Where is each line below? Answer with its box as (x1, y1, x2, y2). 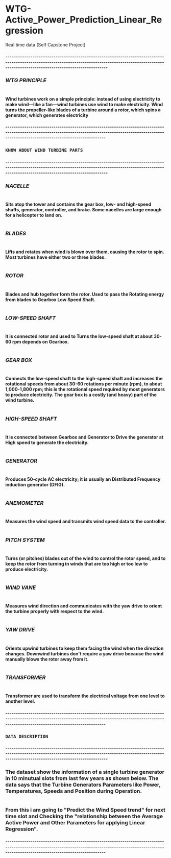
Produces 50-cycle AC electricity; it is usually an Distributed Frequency (5, 476, 161, 482)
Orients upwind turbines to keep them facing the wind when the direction (5, 645, 164, 651)
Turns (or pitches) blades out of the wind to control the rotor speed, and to (5, 555, 166, 561)
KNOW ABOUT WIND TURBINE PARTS (5, 148, 83, 153)
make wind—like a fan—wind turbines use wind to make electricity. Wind (5, 101, 163, 107)
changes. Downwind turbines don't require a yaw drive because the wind (5, 650, 164, 656)
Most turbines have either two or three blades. (5, 254, 106, 260)
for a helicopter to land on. (5, 212, 63, 218)
